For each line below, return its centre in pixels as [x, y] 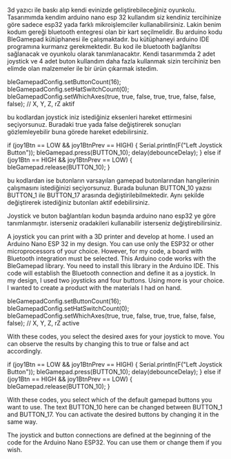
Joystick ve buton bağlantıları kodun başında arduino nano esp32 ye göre [111, 216]
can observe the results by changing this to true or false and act [98, 344]
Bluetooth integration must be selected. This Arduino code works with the [112, 258]
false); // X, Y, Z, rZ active [43, 323]
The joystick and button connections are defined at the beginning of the [109, 435]
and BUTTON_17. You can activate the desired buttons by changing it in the [113, 414]
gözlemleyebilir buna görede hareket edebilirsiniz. [78, 132]
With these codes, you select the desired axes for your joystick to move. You [116, 336]
